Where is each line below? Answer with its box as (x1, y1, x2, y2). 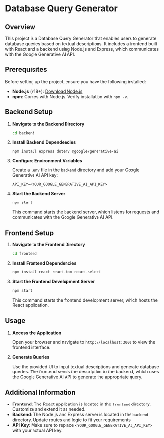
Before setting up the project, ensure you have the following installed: (5, 78, 146, 84)
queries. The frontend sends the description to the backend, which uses (12, 369, 159, 374)
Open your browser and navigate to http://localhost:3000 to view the (12, 339, 156, 345)
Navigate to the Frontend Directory (12, 242, 85, 248)
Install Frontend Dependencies (12, 260, 77, 266)
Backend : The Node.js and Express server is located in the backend (12, 412, 149, 418)
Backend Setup (5, 108, 53, 116)
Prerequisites (5, 66, 47, 74)
